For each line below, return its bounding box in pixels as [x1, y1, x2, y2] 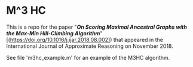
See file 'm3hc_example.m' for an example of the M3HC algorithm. [6, 54, 170, 61]
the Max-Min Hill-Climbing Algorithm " [6, 29, 103, 36]
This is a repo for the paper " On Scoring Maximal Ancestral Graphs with [6, 23, 187, 31]
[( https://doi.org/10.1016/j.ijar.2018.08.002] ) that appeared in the [6, 36, 163, 43]
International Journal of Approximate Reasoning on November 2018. [6, 42, 173, 50]
